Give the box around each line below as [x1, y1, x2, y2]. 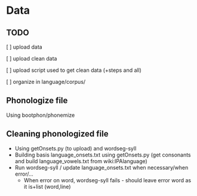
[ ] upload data [6, 43, 43, 50]
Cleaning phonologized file [6, 129, 109, 139]
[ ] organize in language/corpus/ [6, 79, 86, 85]
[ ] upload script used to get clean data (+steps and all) [6, 67, 142, 74]
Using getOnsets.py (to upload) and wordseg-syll [14, 144, 137, 152]
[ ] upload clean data [6, 55, 57, 62]
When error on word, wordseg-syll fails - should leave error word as [23, 176, 192, 183]
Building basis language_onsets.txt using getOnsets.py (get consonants [14, 151, 191, 158]
